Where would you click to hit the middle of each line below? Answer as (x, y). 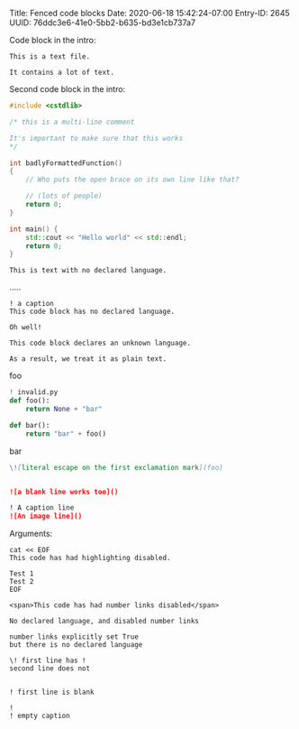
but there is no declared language (76, 645)
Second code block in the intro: (68, 89)
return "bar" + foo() (66, 434)
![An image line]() (46, 517)
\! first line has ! (48, 661)
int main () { (34, 229)
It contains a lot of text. (62, 72)
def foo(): (30, 401)
